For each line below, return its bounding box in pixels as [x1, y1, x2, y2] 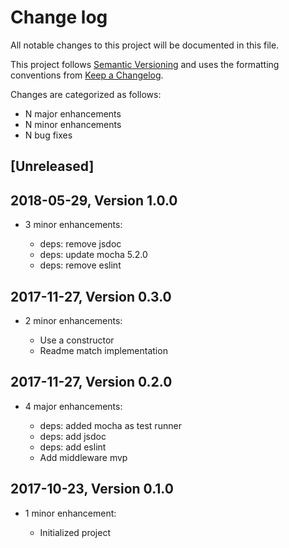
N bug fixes [24, 129, 73, 141]
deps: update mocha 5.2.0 [39, 249, 148, 261]
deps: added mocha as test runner [39, 419, 182, 431]
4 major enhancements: [24, 400, 123, 412]
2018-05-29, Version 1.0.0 [10, 192, 178, 209]
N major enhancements [24, 107, 122, 120]
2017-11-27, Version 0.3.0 [10, 288, 172, 305]
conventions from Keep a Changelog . [10, 69, 164, 81]
